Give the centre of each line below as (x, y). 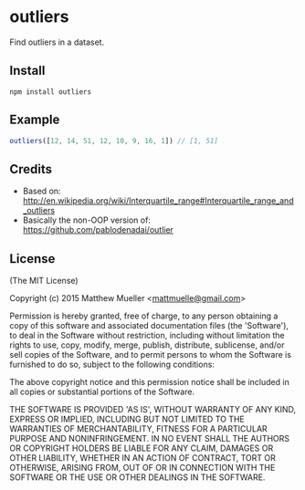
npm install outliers (51, 92)
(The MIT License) (44, 281)
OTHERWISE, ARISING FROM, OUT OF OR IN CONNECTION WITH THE (142, 468)
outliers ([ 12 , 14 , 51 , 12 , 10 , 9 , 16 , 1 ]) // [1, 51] (114, 141)
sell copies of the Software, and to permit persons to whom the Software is (151, 355)
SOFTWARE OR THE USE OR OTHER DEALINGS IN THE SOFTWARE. (137, 477)
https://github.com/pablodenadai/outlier (98, 230)
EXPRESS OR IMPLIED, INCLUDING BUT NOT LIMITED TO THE (127, 419)
